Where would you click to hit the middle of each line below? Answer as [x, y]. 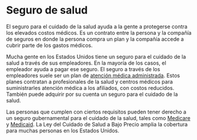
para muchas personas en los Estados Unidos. [63, 131]
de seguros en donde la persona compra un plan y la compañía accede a [95, 39]
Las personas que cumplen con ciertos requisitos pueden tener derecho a [96, 112]
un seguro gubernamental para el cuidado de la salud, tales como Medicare [98, 118]
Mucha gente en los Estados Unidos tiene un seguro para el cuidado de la [96, 56]
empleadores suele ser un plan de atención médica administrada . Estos [93, 75]
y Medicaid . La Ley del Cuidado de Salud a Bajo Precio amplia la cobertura [97, 124]
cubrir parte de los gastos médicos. [49, 45]
